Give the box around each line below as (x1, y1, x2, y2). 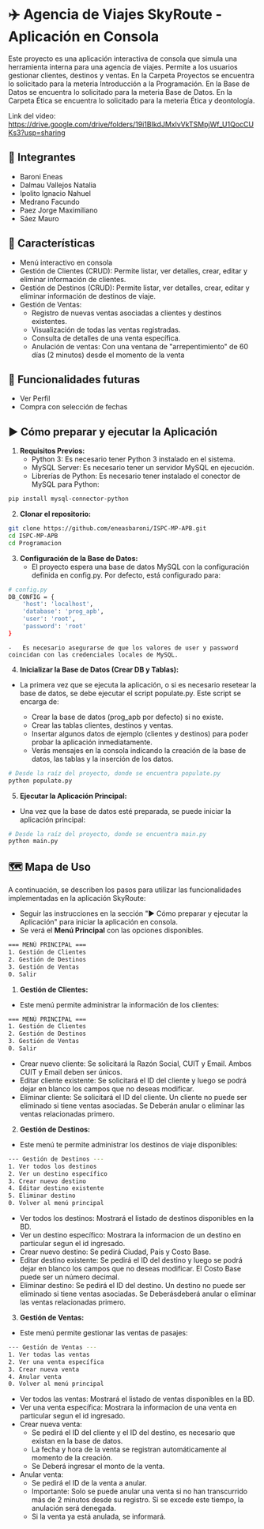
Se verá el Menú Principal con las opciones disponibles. (19, 925, 204, 936)
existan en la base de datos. (31, 1437, 123, 1446)
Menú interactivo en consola (19, 258, 113, 267)
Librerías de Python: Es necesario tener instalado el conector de (31, 471, 241, 481)
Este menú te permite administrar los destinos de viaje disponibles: (19, 1139, 239, 1149)
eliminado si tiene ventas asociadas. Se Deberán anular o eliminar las (19, 1101, 245, 1110)
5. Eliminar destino (8, 1192, 77, 1200)
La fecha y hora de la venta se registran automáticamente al (31, 1444, 227, 1454)
